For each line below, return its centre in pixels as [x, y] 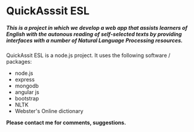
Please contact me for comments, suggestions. [66, 122]
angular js [27, 92]
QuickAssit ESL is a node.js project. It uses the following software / [88, 55]
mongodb [27, 86]
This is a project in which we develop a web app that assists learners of [97, 27]
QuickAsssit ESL [48, 11]
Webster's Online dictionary [49, 111]
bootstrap [27, 99]
